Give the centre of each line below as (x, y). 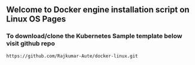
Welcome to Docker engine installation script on (98, 10)
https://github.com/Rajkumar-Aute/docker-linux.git (72, 56)
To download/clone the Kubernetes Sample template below (94, 36)
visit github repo (31, 44)
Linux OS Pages (36, 19)
